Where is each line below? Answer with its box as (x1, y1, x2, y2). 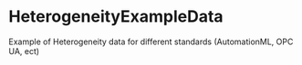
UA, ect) (8, 45, 40, 56)
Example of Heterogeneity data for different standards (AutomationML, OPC (8, 36, 294, 47)
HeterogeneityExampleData (8, 6, 224, 27)
